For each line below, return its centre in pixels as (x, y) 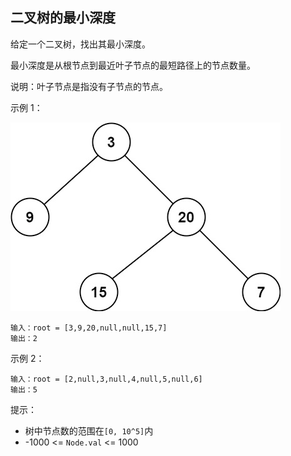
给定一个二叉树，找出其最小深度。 (80, 44)
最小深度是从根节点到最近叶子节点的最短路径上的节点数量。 (133, 65)
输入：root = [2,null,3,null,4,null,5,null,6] (106, 379)
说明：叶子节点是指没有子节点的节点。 (89, 86)
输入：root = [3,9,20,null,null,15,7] (89, 328)
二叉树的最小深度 (63, 18)
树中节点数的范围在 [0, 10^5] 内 (89, 430)
